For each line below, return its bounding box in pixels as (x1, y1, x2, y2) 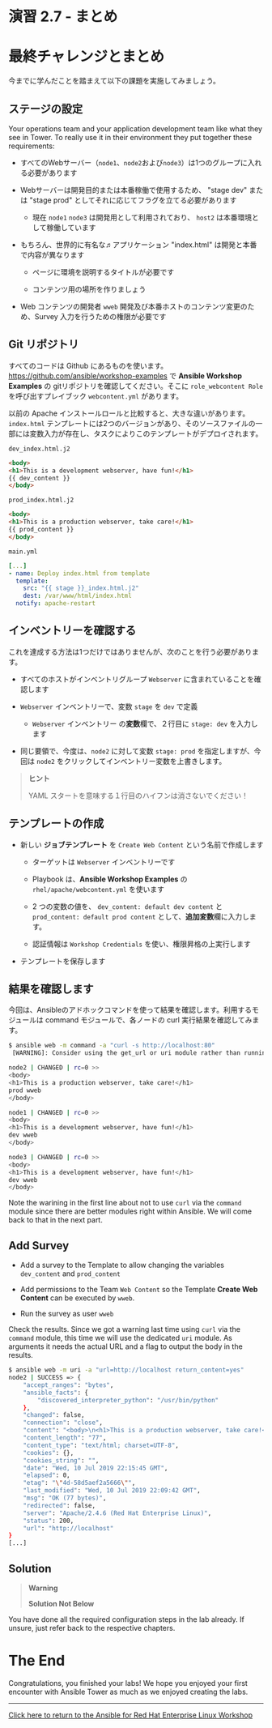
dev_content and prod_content (19, 1269, 121, 1278)
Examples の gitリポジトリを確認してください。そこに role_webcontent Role (8, 381, 264, 390)
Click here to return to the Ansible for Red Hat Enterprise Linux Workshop (8, 1710, 253, 1720)
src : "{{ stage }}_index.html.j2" (23, 584, 139, 592)
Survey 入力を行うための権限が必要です (34, 311, 167, 321)
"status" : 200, (23, 1517, 74, 1525)
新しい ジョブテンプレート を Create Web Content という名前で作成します (19, 839, 264, 849)
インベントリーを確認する (8, 624, 136, 638)
